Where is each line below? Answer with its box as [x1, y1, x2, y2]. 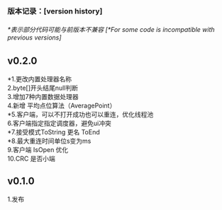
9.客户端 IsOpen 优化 [7, 145, 69, 153]
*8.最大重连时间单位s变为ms [7, 136, 91, 145]
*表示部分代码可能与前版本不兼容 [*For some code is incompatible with [7, 25, 215, 33]
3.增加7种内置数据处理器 [7, 92, 79, 100]
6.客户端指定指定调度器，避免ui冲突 [7, 119, 111, 127]
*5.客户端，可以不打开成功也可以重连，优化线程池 [7, 110, 154, 118]
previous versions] [7, 33, 62, 42]
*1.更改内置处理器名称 [7, 74, 72, 83]
